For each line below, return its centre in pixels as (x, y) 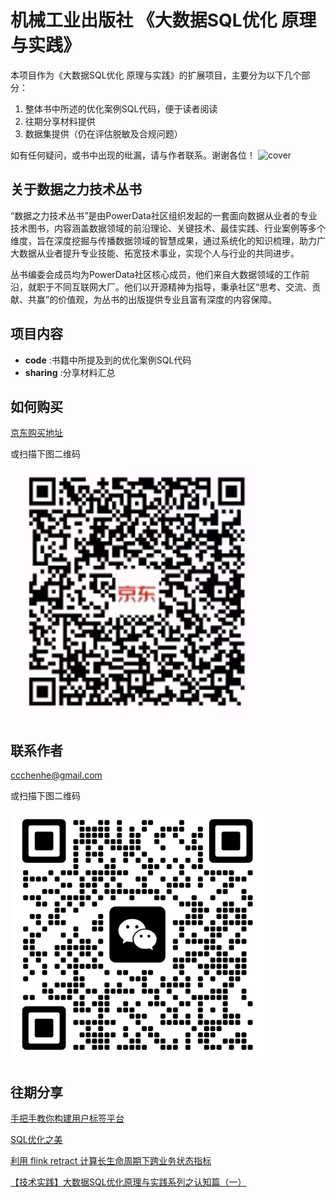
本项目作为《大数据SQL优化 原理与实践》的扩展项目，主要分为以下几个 (156, 75)
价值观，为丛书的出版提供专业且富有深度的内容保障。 (168, 299)
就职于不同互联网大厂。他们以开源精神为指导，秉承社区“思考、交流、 (170, 287)
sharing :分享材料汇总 (70, 372)
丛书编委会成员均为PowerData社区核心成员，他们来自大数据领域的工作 (156, 274)
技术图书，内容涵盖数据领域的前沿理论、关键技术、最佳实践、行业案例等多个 (168, 228)
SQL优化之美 (36, 1139)
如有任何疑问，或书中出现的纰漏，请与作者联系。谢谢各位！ (133, 155)
